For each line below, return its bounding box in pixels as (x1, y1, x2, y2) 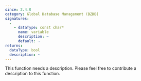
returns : (5, 43, 23, 48)
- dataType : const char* (14, 25, 64, 30)
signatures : (5, 16, 29, 21)
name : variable (18, 30, 49, 34)
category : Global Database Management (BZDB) (5, 12, 99, 16)
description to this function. (5, 71, 60, 77)
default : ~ (18, 39, 40, 44)
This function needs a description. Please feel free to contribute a (5, 65, 137, 71)
